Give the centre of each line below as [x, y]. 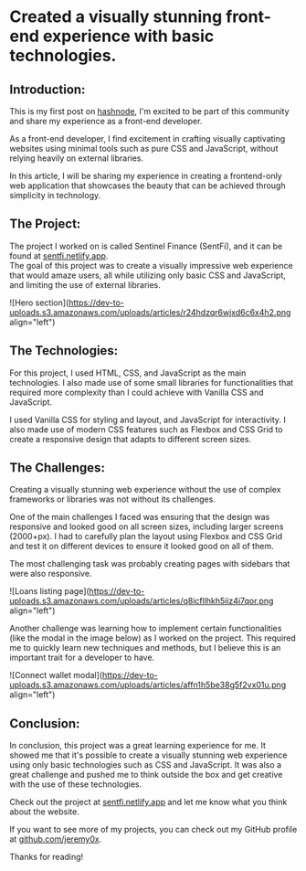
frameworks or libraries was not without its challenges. [113, 499]
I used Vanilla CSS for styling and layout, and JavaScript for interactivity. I [148, 420]
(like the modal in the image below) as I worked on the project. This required [153, 638]
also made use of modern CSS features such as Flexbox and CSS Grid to [146, 429]
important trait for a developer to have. [82, 658]
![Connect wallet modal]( [56, 675]
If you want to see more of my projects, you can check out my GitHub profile [153, 830]
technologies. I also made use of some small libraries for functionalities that [152, 382]
